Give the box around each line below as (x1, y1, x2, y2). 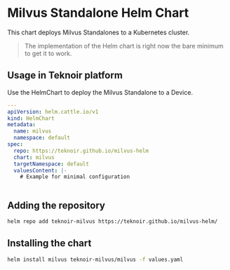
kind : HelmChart (7, 114, 55, 122)
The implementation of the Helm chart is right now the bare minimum (24, 41, 224, 50)
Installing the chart (7, 237, 92, 250)
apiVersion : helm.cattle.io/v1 (7, 108, 99, 115)
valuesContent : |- (13, 167, 68, 174)
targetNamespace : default (13, 160, 90, 168)
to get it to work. (24, 49, 72, 58)
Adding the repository (7, 199, 105, 211)
